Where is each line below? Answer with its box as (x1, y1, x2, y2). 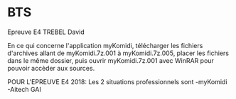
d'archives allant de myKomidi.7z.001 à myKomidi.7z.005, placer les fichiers (7, 49, 230, 57)
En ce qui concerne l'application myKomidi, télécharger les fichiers (7, 41, 203, 49)
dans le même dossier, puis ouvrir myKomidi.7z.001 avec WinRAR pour (7, 56, 215, 64)
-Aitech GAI (7, 85, 41, 93)
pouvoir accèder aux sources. (7, 64, 95, 72)
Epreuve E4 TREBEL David (7, 28, 85, 36)
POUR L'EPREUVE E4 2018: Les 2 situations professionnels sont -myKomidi (7, 77, 227, 86)
